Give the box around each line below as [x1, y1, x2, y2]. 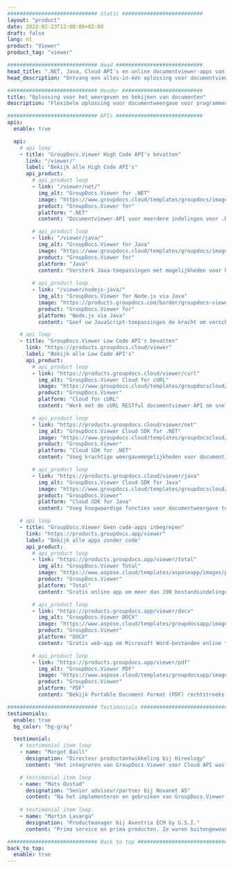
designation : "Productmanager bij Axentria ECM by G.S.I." [25, 819, 200, 826]
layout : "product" [7, 17, 60, 24]
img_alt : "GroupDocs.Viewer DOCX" [37, 614, 138, 621]
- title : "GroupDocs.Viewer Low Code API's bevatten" [19, 338, 178, 345]
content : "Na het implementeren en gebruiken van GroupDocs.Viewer [25, 793, 225, 800]
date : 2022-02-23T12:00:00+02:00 [7, 23, 104, 30]
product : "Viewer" [7, 42, 60, 49]
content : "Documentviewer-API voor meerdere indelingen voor [37, 216, 218, 222]
